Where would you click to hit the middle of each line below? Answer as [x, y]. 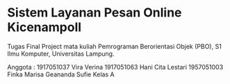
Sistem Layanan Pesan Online [95, 13]
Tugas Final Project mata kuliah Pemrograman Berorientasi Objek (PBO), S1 [115, 46]
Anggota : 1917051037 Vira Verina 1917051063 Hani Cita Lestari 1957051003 [115, 67]
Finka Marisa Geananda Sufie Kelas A [61, 74]
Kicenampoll [44, 27]
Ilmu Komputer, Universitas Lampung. [61, 54]
